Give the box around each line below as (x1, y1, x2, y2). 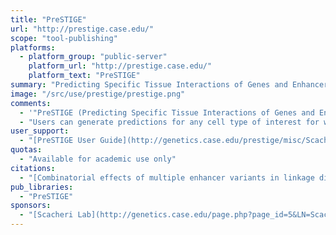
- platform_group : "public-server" (19, 52, 168, 62)
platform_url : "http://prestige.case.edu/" (28, 61, 213, 71)
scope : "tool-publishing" (10, 33, 118, 43)
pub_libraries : (10, 182, 74, 192)
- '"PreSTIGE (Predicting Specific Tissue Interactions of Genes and (19, 107, 315, 118)
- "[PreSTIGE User (19, 136, 97, 146)
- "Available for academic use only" (19, 154, 177, 164)
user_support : (10, 126, 70, 136)
